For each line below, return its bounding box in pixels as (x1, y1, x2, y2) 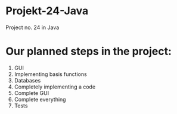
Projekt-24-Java (5, 4, 89, 18)
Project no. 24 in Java (5, 24, 60, 31)
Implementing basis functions (14, 70, 87, 78)
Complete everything (14, 96, 66, 103)
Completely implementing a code (14, 83, 96, 90)
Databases (14, 77, 41, 84)
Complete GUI (14, 89, 49, 96)
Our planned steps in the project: (5, 45, 172, 58)
